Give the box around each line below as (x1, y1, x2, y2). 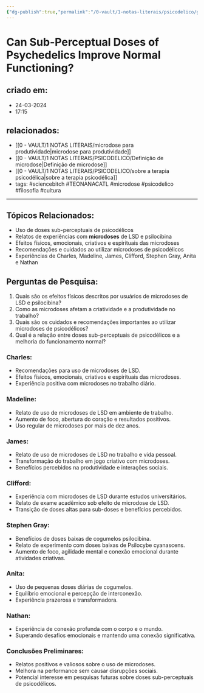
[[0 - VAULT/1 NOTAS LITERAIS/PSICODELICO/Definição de (15, 155, 164, 162)
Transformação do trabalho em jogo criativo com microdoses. (15, 457, 170, 465)
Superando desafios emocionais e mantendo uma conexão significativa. (15, 631, 196, 639)
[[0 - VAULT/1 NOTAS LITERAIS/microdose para (15, 141, 134, 149)
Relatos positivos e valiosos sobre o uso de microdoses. (15, 661, 156, 668)
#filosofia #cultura (15, 187, 61, 194)
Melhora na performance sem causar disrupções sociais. (15, 667, 158, 675)
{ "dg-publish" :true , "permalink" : (6, 9, 91, 15)
